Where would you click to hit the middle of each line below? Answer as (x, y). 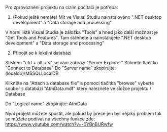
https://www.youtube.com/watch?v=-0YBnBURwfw (59, 124)
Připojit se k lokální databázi (42, 53)
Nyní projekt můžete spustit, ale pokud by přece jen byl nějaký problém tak (83, 114)
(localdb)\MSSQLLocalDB (32, 73)
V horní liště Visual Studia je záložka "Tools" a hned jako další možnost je (82, 32)
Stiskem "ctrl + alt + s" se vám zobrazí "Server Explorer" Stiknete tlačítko (82, 62)
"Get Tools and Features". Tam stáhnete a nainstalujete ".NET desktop (78, 38)
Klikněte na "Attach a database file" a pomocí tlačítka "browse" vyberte (80, 83)
